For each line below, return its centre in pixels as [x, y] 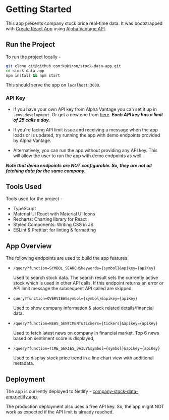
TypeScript [24, 209]
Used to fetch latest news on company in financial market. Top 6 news [86, 333]
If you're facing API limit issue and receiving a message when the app [86, 129]
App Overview [29, 246]
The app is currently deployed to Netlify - [49, 391]
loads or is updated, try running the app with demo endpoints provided [87, 135]
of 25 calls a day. [32, 120]
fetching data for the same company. [46, 171]
